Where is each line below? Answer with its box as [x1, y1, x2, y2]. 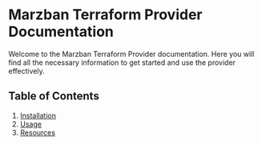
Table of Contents [8, 90, 100, 103]
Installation [19, 111, 57, 120]
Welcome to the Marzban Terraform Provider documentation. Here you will [8, 49, 255, 58]
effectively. [8, 66, 46, 75]
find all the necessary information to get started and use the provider [8, 58, 236, 67]
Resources [19, 127, 56, 137]
